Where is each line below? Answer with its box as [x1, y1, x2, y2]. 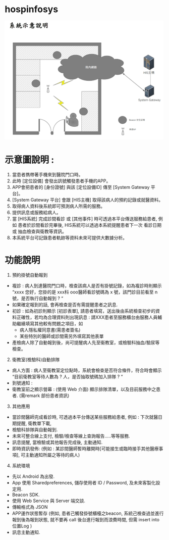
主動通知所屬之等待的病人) [25, 452, 80, 458]
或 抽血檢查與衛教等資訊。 [12, 228, 67, 234]
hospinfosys [5, 4, 59, 15]
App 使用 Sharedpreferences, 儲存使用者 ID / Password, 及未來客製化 [12, 480, 156, 486]
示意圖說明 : [5, 154, 54, 165]
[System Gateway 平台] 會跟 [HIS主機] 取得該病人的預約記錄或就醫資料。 [12, 197, 163, 203]
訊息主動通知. [12, 529, 40, 535]
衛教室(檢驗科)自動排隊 [12, 357, 60, 363]
